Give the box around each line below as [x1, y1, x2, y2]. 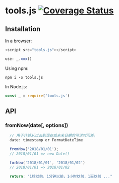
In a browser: [5, 38, 32, 44]
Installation [5, 25, 41, 33]
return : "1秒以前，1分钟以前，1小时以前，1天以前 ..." [9, 174, 113, 179]
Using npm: [5, 65, 29, 71]
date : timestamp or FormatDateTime [9, 138, 83, 143]
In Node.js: [5, 83, 27, 89]
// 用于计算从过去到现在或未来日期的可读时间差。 [9, 133, 98, 138]
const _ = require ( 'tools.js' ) [5, 93, 70, 98]
